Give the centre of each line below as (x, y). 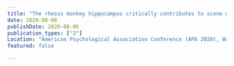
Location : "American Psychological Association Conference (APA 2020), (113, 40)
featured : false (31, 46)
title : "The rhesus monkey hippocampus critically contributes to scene (115, 14)
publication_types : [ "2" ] (45, 33)
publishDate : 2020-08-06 (43, 26)
